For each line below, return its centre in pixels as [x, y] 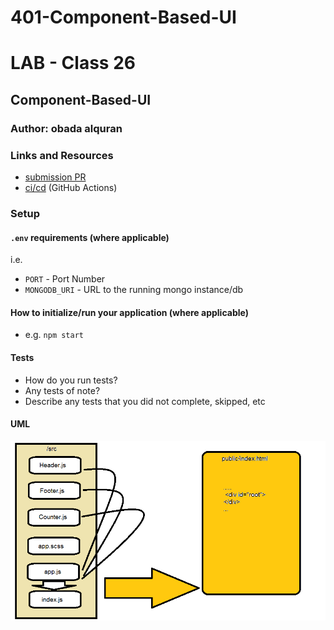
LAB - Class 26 [73, 63]
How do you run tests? [71, 380]
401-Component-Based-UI [123, 17]
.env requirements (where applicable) [90, 237]
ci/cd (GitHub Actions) [71, 187]
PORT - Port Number [65, 279]
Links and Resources [62, 155]
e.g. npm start [54, 335]
